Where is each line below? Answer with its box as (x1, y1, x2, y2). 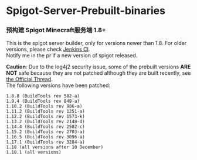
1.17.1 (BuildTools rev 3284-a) (6, 139, 85, 145)
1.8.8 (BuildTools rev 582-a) (6, 93, 80, 99)
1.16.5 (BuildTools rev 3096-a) (6, 134, 85, 140)
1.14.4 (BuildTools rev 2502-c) (6, 124, 85, 130)
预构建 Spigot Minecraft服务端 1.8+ (6, 26, 107, 34)
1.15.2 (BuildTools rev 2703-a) (6, 129, 85, 135)
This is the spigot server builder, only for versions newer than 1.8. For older (6, 40, 186, 47)
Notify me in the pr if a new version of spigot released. (6, 52, 138, 59)
